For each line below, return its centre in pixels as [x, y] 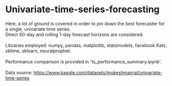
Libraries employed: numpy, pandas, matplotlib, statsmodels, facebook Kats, [86, 45]
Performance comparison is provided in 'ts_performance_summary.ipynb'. [84, 61]
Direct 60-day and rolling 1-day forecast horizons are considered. [74, 34]
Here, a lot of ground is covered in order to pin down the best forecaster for [85, 24]
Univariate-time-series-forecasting [83, 9]
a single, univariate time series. [38, 29]
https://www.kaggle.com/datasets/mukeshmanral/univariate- [98, 72]
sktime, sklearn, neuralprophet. [38, 51]
